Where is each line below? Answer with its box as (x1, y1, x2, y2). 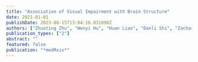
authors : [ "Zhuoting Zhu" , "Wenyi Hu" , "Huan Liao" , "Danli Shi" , (6, 25, 173, 31)
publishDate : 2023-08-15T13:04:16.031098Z (6, 19, 112, 25)
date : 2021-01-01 (6, 14, 49, 20)
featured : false (6, 42, 46, 48)
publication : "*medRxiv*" (6, 47, 70, 53)
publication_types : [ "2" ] (6, 31, 70, 37)
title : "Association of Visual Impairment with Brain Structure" (6, 8, 170, 15)
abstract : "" (6, 36, 38, 42)
